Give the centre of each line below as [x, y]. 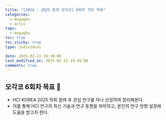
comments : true [21, 65]
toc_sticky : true [23, 42]
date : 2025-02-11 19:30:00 [33, 56]
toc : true [15, 38]
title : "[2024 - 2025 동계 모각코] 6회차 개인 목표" [55, 10]
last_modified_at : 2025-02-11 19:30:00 [47, 60]
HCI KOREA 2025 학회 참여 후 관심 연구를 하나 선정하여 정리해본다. [78, 100]
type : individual [23, 47]
